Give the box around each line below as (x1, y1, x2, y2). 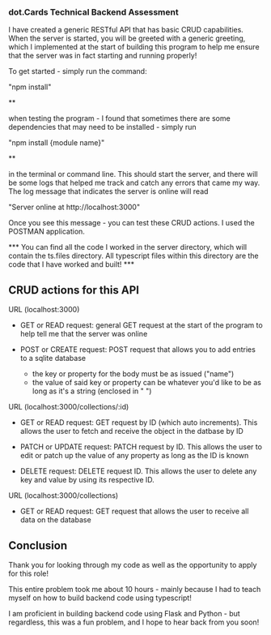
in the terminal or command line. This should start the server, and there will (8, 169, 258, 179)
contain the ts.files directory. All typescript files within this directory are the (8, 251, 259, 261)
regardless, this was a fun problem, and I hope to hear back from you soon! (8, 617, 260, 627)
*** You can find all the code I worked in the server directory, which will (8, 242, 248, 252)
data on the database (19, 515, 91, 525)
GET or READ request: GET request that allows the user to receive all (19, 506, 249, 517)
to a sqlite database (19, 354, 87, 363)
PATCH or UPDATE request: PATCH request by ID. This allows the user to (19, 442, 263, 452)
